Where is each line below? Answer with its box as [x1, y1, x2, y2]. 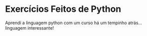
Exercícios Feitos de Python [5, 3, 121, 15]
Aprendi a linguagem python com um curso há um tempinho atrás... [5, 20, 142, 26]
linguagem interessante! [5, 25, 54, 31]
